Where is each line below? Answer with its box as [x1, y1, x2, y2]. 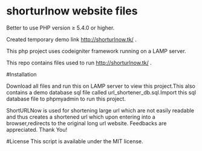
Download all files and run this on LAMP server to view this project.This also [6, 82, 195, 90]
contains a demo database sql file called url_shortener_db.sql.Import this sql [6, 88, 197, 96]
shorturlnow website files [6, 4, 138, 18]
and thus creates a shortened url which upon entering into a [6, 113, 155, 120]
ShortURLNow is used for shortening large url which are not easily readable [6, 106, 195, 114]
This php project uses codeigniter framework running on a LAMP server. [6, 47, 186, 55]
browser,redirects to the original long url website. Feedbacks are [6, 119, 167, 127]
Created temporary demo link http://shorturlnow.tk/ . [6, 35, 137, 43]
